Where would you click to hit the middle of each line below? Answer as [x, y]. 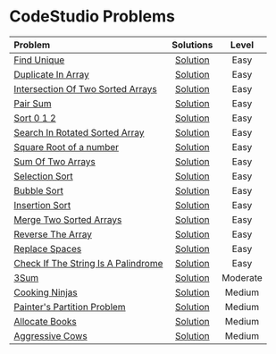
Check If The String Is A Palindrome [88, 263]
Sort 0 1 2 [35, 118]
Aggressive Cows [50, 335]
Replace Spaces [48, 249]
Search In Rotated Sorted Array [79, 132]
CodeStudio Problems [92, 17]
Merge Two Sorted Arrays [68, 219]
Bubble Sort [39, 190]
